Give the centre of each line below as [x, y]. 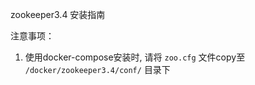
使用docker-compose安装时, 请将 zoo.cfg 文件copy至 [135, 57]
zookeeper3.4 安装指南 [58, 14]
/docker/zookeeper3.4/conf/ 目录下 [97, 69]
